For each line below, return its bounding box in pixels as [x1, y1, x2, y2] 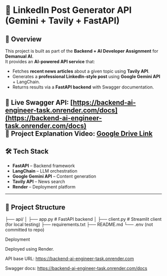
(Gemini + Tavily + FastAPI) [5, 15, 120, 26]
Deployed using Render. [5, 246, 54, 252]
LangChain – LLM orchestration [12, 168, 78, 174]
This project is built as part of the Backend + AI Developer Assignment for [5, 48, 159, 54]
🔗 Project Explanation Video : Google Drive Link [5, 129, 153, 138]
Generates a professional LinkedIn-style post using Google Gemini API [12, 74, 161, 79]
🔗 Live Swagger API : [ [5, 98, 73, 107]
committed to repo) [5, 227, 45, 233]
